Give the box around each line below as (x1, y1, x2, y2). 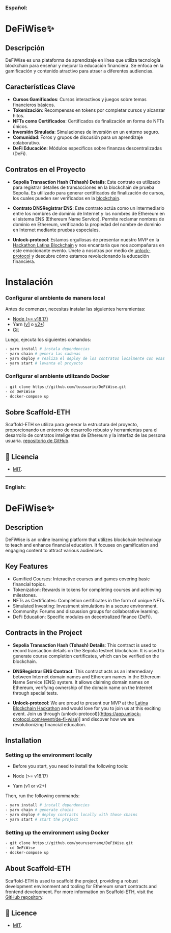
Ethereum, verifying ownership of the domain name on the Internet (12, 684, 153, 691)
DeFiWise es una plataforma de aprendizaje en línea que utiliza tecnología (5, 57, 161, 63)
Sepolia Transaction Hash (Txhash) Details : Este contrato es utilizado (12, 179, 160, 185)
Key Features (5, 562, 48, 571)
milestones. (12, 592, 37, 598)
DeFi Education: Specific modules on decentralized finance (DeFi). (12, 613, 153, 620)
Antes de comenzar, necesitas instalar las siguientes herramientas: (5, 306, 146, 312)
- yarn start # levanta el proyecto (5, 360, 83, 366)
